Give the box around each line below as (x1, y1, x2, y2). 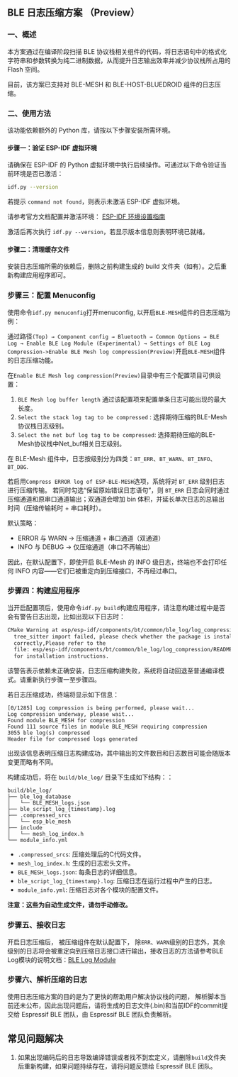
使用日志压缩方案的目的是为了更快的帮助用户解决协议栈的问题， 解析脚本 (7, 992, 220, 1000)
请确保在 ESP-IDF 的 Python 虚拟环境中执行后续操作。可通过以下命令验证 (7, 160, 221, 169)
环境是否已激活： (13, 170, 64, 178)
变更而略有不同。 (7, 758, 57, 766)
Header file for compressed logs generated (7, 736, 138, 743)
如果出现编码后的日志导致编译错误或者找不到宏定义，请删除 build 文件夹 (17, 1053, 227, 1061)
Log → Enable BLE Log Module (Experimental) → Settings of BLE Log (7, 340, 211, 347)
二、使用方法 (7, 109, 52, 118)
